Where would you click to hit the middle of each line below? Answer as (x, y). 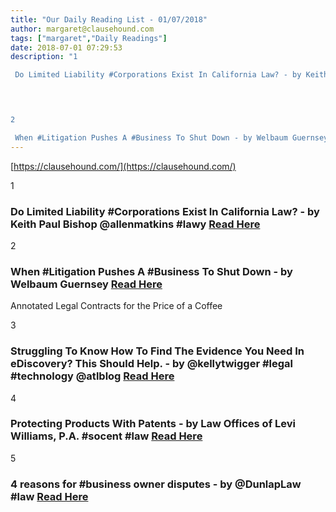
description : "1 (44, 57)
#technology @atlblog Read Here (92, 376)
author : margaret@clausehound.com (82, 29)
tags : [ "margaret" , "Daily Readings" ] (89, 38)
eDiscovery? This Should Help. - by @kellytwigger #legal (152, 364)
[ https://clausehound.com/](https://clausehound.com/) (123, 166)
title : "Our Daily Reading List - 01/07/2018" (109, 19)
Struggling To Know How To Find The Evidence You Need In (157, 351)
